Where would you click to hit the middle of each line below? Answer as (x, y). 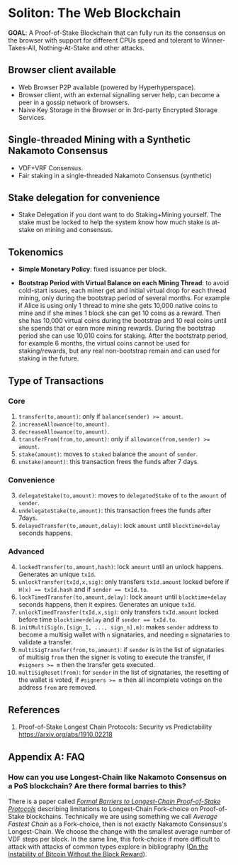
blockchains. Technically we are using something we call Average (122, 816)
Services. (32, 117)
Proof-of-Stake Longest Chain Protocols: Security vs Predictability (115, 727)
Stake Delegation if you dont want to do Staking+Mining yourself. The (120, 215)
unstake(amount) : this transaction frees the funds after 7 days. (108, 461)
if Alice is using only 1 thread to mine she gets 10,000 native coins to (118, 306)
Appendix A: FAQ (47, 757)
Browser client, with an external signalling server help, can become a (119, 94)
